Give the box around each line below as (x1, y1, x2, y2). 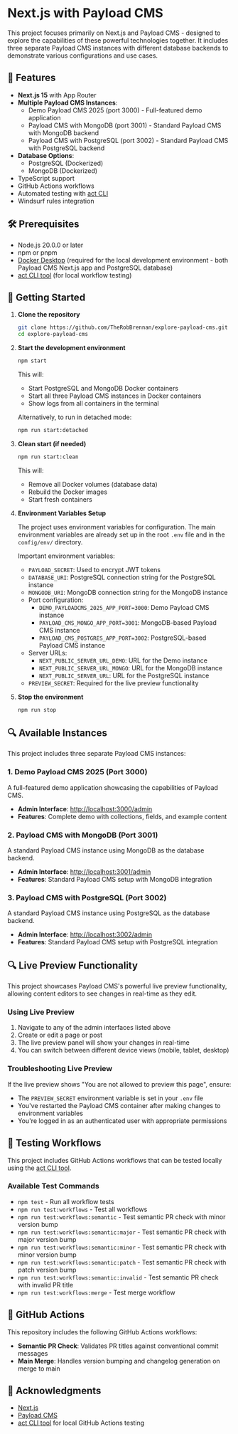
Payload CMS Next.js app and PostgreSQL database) (17, 263, 173, 272)
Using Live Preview (7, 1007, 75, 1017)
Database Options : (17, 151, 75, 159)
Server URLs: (28, 648, 67, 657)
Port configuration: (28, 596, 84, 604)
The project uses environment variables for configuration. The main (17, 522, 216, 531)
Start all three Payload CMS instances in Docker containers (28, 391, 202, 400)
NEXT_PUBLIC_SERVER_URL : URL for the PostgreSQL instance (38, 671, 210, 680)
